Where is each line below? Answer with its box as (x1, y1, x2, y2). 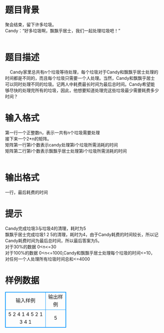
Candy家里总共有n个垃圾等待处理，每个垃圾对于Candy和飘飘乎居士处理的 (9, 69, 159, 75)
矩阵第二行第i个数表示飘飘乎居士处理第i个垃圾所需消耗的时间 (5, 148, 127, 154)
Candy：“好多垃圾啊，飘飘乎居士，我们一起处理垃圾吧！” (5, 27, 121, 33)
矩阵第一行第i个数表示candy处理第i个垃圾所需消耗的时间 (5, 142, 118, 147)
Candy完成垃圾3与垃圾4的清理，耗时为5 (5, 225, 86, 231)
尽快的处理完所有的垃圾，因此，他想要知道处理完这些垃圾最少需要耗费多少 (9, 87, 159, 93)
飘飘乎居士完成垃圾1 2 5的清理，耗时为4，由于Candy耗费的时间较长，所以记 (5, 231, 159, 238)
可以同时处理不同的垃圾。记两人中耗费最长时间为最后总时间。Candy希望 (5, 81, 151, 87)
